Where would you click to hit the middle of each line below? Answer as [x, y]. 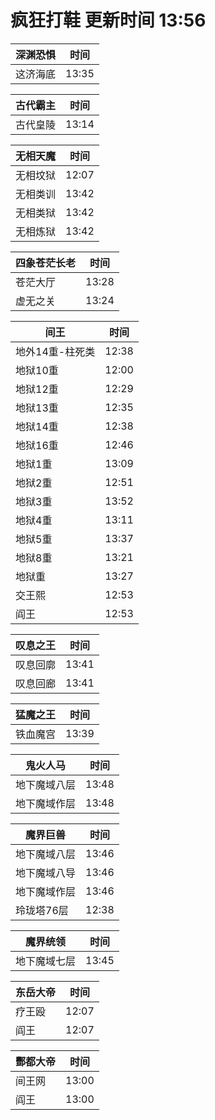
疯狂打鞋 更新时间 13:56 [108, 20]
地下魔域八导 [46, 873]
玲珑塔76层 [42, 910]
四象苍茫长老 [46, 263]
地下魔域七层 [46, 961]
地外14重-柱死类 [55, 351]
